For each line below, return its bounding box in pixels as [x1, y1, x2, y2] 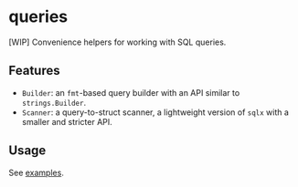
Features [8, 63, 60, 78]
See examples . [8, 167, 65, 178]
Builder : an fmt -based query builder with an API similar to [21, 87, 240, 98]
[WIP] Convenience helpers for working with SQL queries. [8, 36, 227, 47]
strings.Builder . [21, 97, 87, 108]
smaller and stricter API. [21, 116, 113, 127]
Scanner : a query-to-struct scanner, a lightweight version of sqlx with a [21, 107, 290, 118]
